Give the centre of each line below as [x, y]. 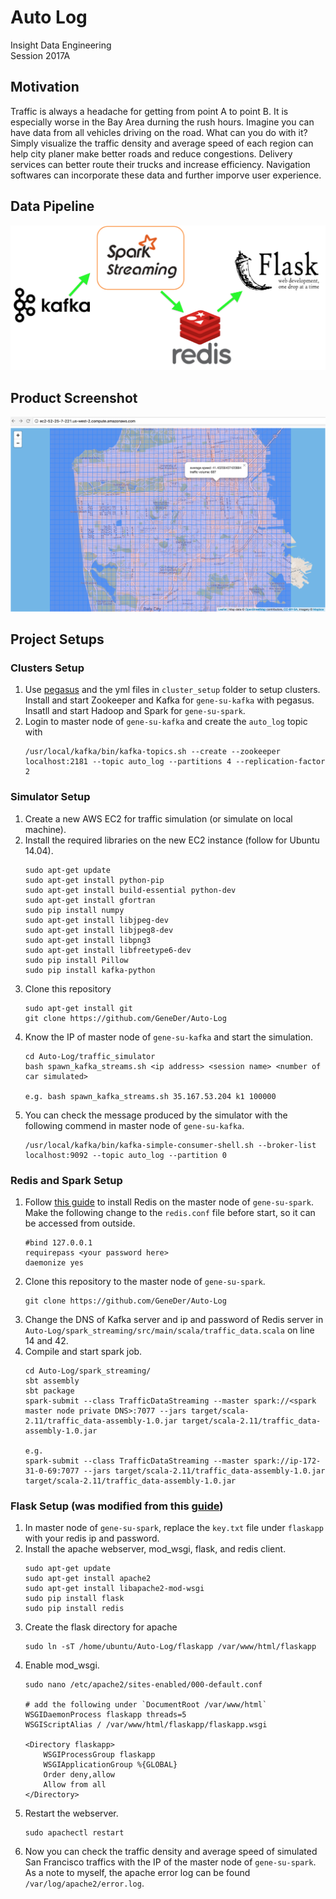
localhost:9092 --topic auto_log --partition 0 [125, 1155]
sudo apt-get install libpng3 [88, 940]
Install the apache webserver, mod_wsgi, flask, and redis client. [155, 1549]
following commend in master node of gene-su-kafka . [134, 1125]
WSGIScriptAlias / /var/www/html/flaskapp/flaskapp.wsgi [146, 1725]
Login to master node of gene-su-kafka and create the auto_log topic [166, 722]
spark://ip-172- [287, 1461]
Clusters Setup [47, 668]
